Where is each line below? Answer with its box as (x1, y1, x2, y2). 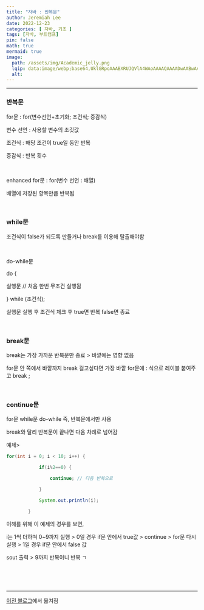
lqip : (12, 65, 26, 72)
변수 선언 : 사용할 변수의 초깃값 (6, 126, 80, 133)
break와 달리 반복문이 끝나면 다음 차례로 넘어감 (6, 428, 118, 435)
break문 (6, 336, 30, 345)
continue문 (6, 401, 39, 409)
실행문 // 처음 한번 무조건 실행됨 (6, 282, 82, 289)
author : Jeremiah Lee (6, 15, 61, 21)
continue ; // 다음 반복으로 (49, 476, 114, 482)
